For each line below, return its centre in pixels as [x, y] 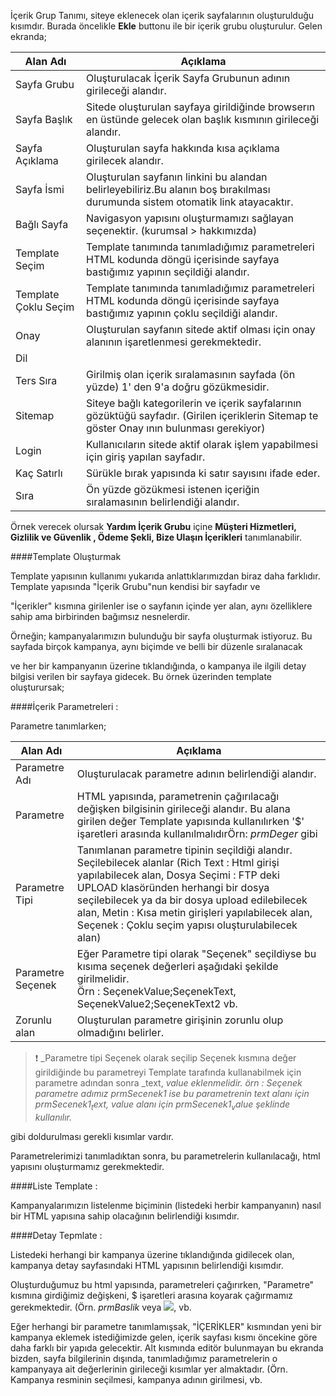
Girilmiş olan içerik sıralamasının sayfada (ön [191, 374]
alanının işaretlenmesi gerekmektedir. [174, 342]
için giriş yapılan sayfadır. [146, 457]
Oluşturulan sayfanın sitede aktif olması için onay [201, 329]
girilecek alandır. [125, 160]
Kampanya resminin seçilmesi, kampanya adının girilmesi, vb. [136, 1379]
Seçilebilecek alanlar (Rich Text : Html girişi [178, 862]
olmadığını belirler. [120, 1032]
